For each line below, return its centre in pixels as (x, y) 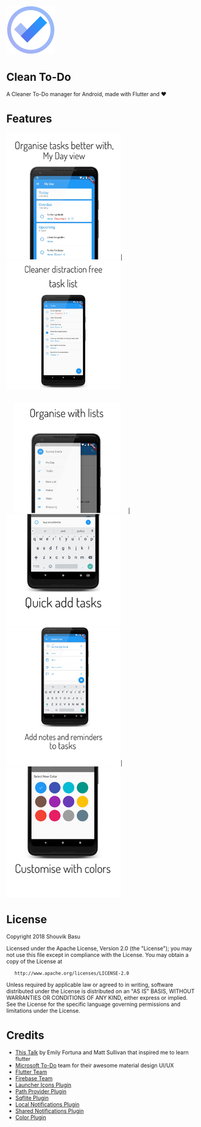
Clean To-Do (39, 77)
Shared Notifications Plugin (49, 1110)
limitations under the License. (43, 1010)
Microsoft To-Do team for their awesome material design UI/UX (94, 1065)
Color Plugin (31, 1117)
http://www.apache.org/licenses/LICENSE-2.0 (72, 973)
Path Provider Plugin (41, 1091)
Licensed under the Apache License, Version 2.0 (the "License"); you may (99, 948)
